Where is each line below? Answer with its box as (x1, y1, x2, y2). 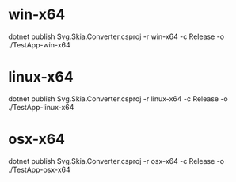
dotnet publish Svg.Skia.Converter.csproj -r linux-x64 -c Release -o (8, 93, 228, 104)
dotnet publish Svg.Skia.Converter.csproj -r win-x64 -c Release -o (8, 32, 224, 41)
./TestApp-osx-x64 (8, 165, 71, 174)
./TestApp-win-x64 (8, 40, 71, 49)
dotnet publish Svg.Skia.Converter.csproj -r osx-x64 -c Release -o (8, 156, 224, 165)
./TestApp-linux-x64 (8, 102, 74, 112)
